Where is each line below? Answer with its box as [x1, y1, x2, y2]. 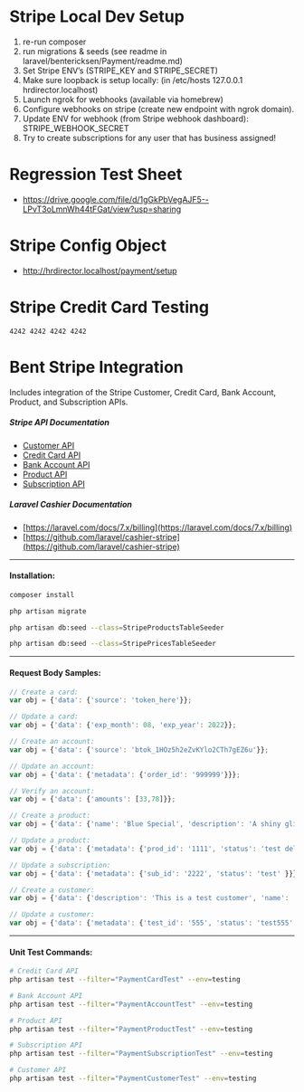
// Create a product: [9, 812, 91, 821]
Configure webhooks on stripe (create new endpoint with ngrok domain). [22, 103, 295, 114]
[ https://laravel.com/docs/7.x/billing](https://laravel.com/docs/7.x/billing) [22, 522, 292, 533]
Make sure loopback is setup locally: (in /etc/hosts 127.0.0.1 [22, 74, 243, 85]
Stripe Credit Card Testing [9, 297, 210, 318]
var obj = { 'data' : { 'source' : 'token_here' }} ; [9, 696, 193, 705]
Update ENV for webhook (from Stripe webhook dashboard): [22, 113, 249, 124]
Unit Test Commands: [9, 946, 93, 957]
